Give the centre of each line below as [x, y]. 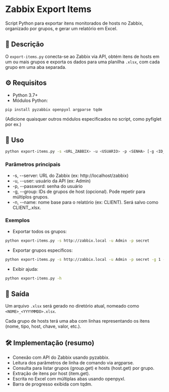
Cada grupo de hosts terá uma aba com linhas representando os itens [77, 321]
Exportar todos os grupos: [39, 231]
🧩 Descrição [25, 44]
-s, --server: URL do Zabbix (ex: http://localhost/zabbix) [70, 175]
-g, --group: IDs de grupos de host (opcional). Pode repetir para [79, 191]
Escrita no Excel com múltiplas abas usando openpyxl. [69, 379]
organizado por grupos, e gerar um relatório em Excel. [61, 28]
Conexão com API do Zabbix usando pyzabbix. [61, 357]
